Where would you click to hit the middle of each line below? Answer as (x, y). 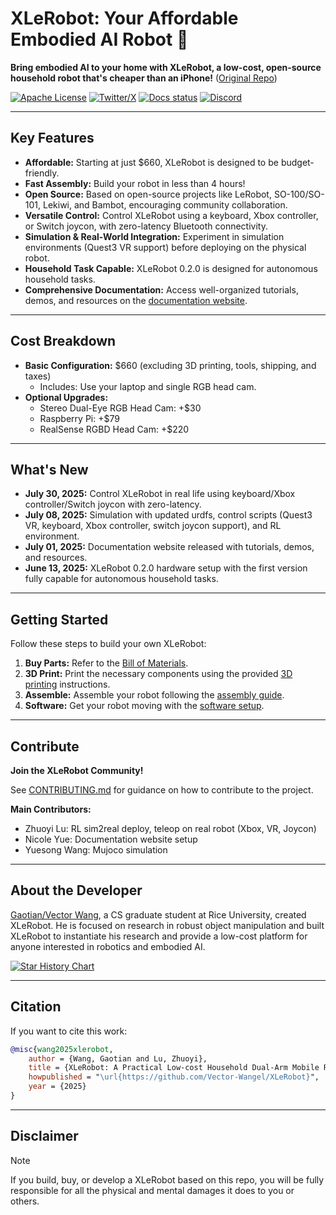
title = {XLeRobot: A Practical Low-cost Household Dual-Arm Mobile (174, 1068)
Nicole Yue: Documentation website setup (111, 839)
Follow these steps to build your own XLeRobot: (108, 644)
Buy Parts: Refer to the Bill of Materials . (106, 663)
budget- (297, 162)
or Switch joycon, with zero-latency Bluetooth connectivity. (146, 226)
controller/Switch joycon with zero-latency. (113, 504)
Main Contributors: (51, 809)
